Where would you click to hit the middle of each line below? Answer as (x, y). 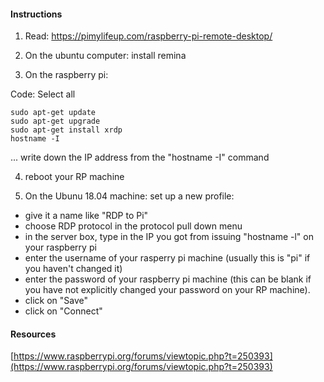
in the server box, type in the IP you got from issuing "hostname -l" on (169, 237)
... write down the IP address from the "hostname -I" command (140, 157)
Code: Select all (43, 94)
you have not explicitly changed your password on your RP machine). (167, 290)
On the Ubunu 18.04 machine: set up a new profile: (129, 196)
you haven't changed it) (73, 269)
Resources (33, 334)
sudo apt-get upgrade (55, 121)
